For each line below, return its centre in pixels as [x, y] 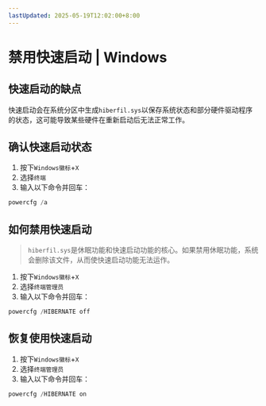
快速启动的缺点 [45, 89]
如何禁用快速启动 [50, 229]
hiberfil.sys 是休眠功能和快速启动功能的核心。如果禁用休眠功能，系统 [143, 250]
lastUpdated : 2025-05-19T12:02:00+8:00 [74, 15]
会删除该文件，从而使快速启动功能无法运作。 [101, 260]
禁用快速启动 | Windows [88, 57]
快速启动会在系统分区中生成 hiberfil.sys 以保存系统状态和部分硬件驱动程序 [130, 110]
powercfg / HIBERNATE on [48, 394]
